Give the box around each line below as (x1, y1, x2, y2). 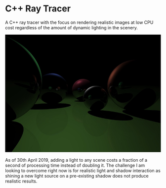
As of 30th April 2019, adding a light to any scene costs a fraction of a (5, 157, 147, 163)
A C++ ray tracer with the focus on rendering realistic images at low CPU (5, 19, 154, 25)
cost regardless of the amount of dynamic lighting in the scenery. (5, 24, 138, 30)
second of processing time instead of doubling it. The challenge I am (5, 162, 145, 168)
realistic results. (5, 178, 38, 184)
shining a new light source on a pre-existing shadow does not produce (5, 173, 149, 179)
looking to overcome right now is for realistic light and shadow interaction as (5, 167, 161, 174)
